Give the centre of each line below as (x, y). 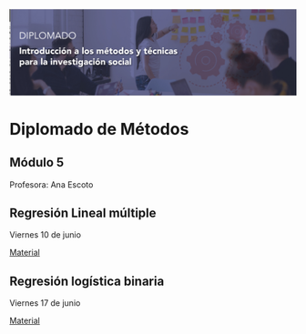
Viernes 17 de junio (45, 303)
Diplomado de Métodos (99, 129)
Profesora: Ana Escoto (51, 184)
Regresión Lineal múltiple (83, 213)
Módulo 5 (37, 162)
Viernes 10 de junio (46, 235)
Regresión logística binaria (87, 281)
